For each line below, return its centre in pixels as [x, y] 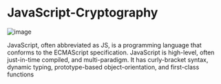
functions [21, 74]
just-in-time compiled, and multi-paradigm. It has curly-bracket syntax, [108, 59]
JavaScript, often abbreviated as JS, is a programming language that [104, 45]
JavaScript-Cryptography [83, 13]
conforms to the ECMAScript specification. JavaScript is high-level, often [111, 52]
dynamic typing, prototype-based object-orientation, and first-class [103, 67]
